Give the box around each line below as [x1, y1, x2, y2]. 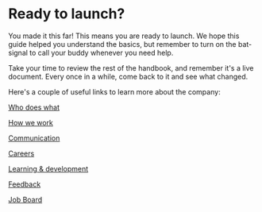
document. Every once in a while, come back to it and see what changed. [8, 71, 249, 81]
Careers [8, 148, 35, 158]
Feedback [8, 179, 41, 189]
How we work [8, 118, 54, 127]
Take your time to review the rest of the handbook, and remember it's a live [8, 63, 254, 72]
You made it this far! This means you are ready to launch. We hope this [8, 31, 240, 40]
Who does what [8, 102, 60, 112]
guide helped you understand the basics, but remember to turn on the [8, 39, 237, 48]
